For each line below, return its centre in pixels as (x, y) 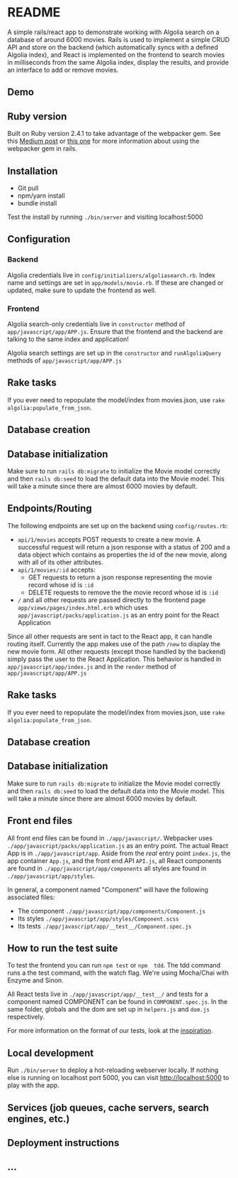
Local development (51, 1053)
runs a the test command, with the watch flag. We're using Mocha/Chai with (118, 973)
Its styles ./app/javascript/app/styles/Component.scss (98, 919)
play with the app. (34, 1086)
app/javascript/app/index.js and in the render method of (92, 666)
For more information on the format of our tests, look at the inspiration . (110, 1031)
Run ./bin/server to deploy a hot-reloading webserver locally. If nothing (113, 1070)
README (34, 12)
